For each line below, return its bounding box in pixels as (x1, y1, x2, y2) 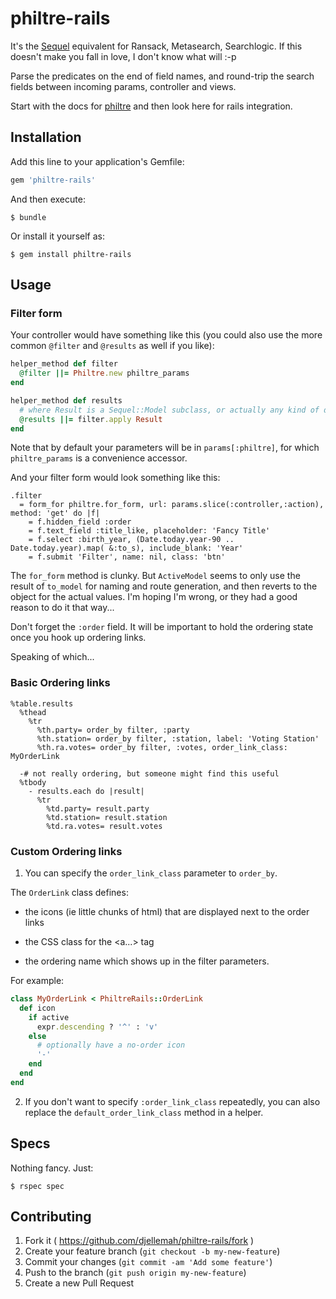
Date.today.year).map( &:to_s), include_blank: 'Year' (10, 543, 244, 554)
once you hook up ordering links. (10, 632, 147, 644)
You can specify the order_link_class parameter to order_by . (24, 867, 278, 879)
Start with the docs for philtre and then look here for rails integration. (10, 100, 293, 112)
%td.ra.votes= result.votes (46, 821, 163, 831)
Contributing (10, 1208, 92, 1225)
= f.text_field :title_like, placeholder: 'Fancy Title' (28, 526, 271, 536)
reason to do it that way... (10, 602, 115, 614)
